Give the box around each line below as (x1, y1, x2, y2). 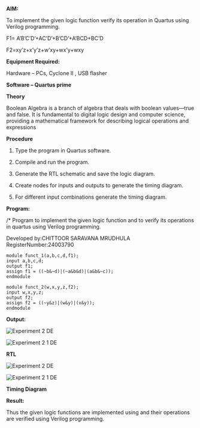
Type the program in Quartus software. (14, 147, 111, 154)
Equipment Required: (6, 58, 60, 65)
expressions (6, 124, 37, 131)
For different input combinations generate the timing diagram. (14, 193, 167, 200)
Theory (6, 93, 25, 100)
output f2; (6, 295, 34, 301)
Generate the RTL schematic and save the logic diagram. (14, 170, 156, 177)
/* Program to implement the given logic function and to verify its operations (6, 217, 195, 224)
